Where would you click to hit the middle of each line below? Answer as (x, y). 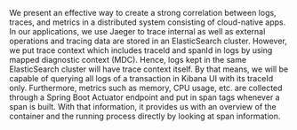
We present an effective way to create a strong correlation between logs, (143, 13)
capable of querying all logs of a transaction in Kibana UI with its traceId (141, 78)
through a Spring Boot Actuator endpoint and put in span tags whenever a (144, 97)
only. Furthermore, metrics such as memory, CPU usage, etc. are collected (146, 88)
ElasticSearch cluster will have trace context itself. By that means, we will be (149, 69)
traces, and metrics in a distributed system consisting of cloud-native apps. (148, 22)
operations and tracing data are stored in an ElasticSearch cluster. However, (148, 41)
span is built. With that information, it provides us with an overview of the (143, 107)
